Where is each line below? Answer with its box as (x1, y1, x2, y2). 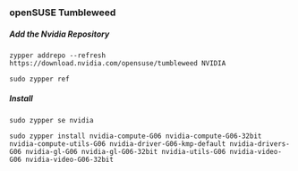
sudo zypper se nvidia (9, 115, 94, 124)
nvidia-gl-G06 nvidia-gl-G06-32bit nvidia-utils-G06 (25, 147, 226, 156)
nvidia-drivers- (229, 139, 291, 149)
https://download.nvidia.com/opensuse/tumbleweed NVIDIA (9, 58, 226, 68)
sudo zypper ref (9, 74, 70, 83)
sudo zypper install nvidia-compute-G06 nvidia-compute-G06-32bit (9, 132, 262, 141)
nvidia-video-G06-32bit (25, 155, 115, 164)
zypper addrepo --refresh (9, 51, 106, 60)
